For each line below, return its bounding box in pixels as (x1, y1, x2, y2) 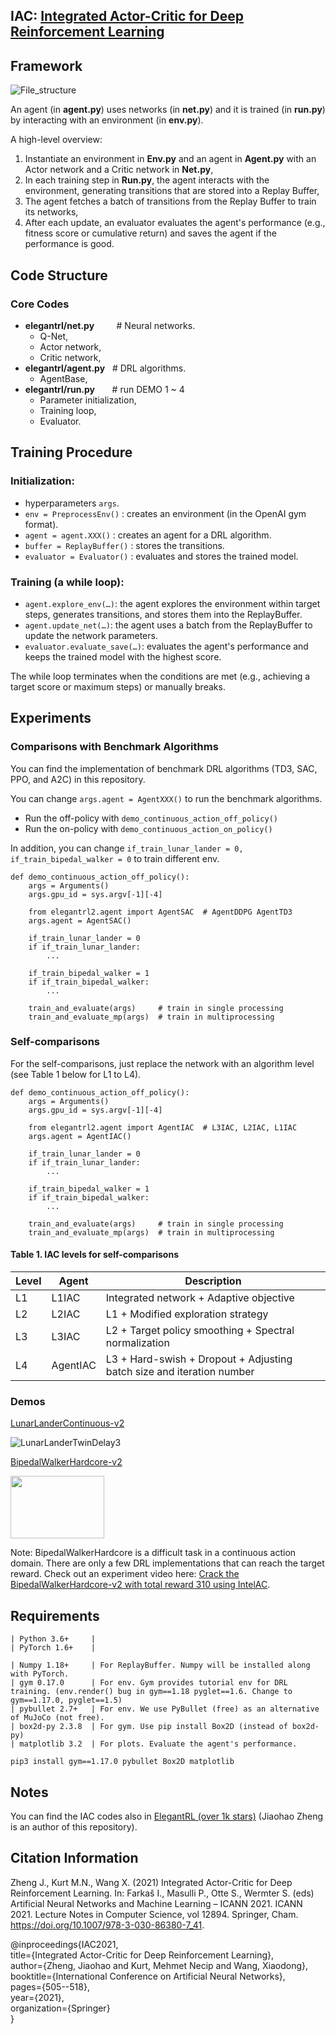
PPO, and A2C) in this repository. (10, 773, 146, 785)
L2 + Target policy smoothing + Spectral (105, 1324, 295, 1338)
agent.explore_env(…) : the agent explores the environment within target (24, 597, 321, 609)
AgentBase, (39, 372, 88, 384)
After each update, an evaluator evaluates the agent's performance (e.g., (24, 217, 326, 229)
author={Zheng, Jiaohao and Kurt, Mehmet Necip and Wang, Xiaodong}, (10, 1959, 309, 1971)
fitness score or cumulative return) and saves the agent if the (24, 227, 277, 239)
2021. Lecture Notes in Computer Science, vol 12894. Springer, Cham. (10, 1908, 299, 1920)
